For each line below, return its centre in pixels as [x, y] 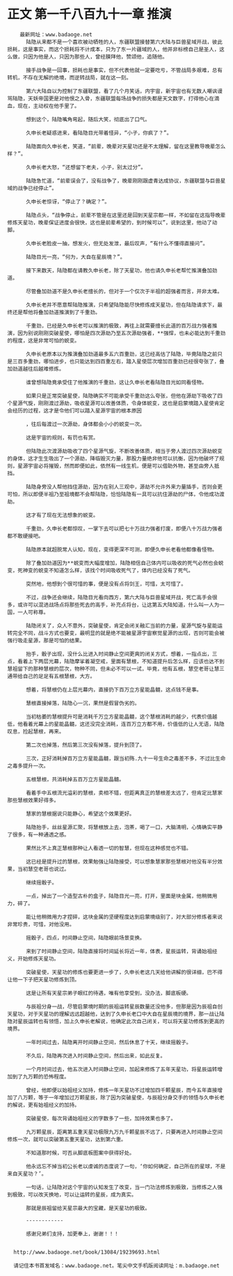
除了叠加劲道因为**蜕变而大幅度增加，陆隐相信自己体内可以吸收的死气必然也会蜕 [124, 563]
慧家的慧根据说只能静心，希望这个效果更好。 [80, 814]
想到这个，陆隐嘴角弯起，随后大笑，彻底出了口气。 [88, 119]
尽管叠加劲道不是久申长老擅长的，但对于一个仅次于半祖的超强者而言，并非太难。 [124, 291]
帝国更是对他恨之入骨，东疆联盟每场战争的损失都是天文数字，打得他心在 [126, 98]
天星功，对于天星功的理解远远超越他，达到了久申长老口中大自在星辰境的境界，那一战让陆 [116, 1014]
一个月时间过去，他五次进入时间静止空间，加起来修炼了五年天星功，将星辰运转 [121, 1069]
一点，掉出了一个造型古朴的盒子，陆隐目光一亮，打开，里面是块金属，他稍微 [119, 896]
